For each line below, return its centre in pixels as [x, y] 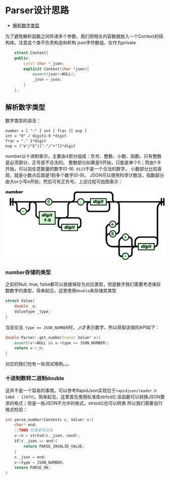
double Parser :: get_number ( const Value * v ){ [53, 337]
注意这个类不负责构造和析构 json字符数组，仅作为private [77, 42]
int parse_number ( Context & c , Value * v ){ [50, 420]
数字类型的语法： [23, 120]
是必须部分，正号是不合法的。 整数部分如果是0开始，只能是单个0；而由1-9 [83, 162]
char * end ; [26, 425]
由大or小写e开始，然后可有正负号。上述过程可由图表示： [64, 181]
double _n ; [26, 306]
